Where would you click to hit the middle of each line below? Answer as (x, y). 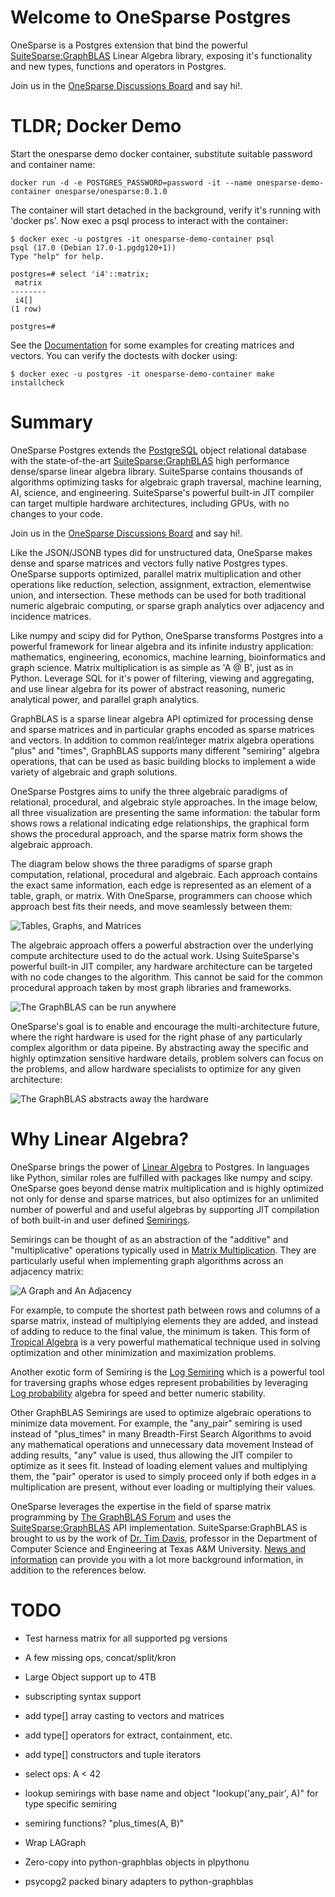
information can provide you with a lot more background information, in (157, 1559)
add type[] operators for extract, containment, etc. (128, 1735)
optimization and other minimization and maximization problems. (143, 1352)
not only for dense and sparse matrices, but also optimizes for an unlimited (164, 1198)
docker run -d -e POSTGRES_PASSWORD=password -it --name (131, 182)
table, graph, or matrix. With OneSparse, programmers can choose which (161, 895)
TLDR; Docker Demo (96, 126)
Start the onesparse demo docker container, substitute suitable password (161, 153)
